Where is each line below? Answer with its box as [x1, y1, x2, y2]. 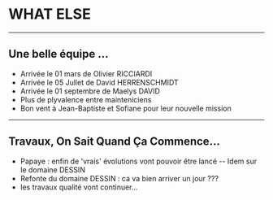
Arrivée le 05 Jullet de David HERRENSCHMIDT [19, 77, 179, 87]
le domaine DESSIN [19, 164, 85, 175]
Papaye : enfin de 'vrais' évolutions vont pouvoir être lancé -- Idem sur [19, 156, 258, 166]
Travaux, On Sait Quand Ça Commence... [8, 135, 221, 149]
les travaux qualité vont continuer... [19, 182, 138, 192]
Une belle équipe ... [8, 47, 109, 61]
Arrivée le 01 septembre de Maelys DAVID [19, 86, 161, 96]
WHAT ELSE [8, 5, 91, 24]
